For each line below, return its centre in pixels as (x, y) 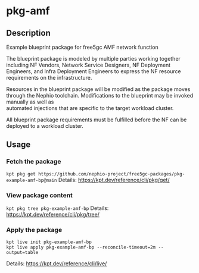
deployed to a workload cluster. (45, 126)
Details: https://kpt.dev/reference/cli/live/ (57, 263)
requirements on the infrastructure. (49, 78)
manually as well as (30, 102)
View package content (40, 195)
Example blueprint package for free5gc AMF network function (83, 47)
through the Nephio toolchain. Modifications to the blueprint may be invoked (100, 95)
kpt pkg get (21, 174)
